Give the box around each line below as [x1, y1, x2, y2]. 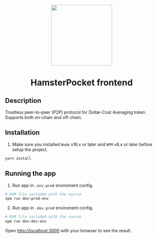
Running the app [5, 170, 56, 178]
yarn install [5, 156, 32, 161]
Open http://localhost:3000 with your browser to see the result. [5, 228, 132, 233]
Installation [5, 129, 40, 137]
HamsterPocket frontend [31, 77, 133, 88]
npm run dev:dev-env [5, 219, 47, 224]
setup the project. [12, 146, 48, 153]
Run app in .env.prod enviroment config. [12, 182, 94, 188]
